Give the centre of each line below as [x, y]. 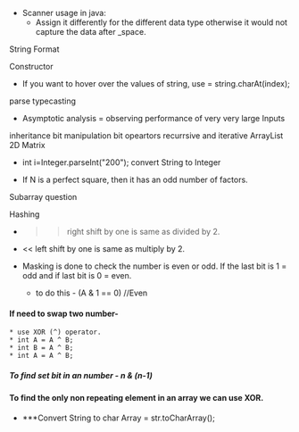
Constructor [31, 66]
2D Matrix [28, 145]
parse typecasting [42, 101]
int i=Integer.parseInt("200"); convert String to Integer [121, 162]
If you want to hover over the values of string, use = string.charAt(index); [156, 83]
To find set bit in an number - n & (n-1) [81, 375]
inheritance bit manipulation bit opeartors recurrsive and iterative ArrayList [146, 136]
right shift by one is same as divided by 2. [143, 232]
